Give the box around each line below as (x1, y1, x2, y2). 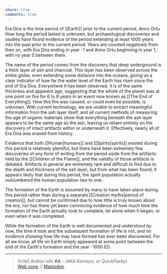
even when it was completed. (5, 213, 66, 219)
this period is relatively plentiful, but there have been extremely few (5, 145, 143, 151)
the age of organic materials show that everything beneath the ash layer (5, 114, 153, 120)
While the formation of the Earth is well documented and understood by (5, 222, 152, 229)
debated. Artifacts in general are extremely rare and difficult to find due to (5, 161, 157, 167)
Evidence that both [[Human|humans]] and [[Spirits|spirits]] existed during (5, 140, 158, 146)
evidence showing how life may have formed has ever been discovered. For (5, 233, 160, 239)
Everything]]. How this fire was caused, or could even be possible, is (5, 98, 146, 104)
